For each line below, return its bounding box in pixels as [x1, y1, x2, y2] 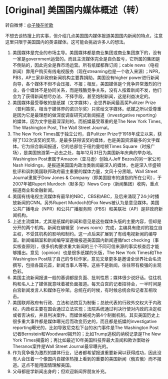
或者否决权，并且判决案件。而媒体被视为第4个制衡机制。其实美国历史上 [12, 312, 160, 318]
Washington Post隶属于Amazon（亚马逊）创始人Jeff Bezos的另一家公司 [12, 155, 161, 161]
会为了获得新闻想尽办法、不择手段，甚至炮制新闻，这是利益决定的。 [12, 93, 153, 99]
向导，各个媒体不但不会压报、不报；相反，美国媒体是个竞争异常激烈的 [12, 80, 157, 86]
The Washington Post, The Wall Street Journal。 [12, 124, 112, 130]
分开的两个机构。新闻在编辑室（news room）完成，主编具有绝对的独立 [12, 224, 158, 230]
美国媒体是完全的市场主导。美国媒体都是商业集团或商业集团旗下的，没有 [12, 49, 161, 55]
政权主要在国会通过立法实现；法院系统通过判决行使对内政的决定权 [25, 305, 161, 311]
